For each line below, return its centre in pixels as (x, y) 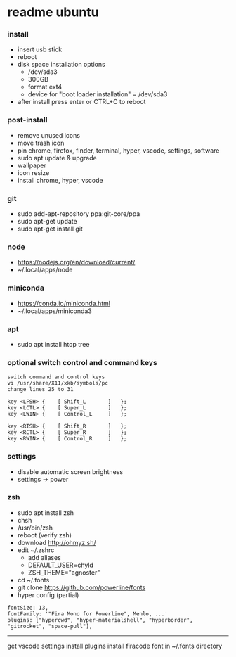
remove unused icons (49, 135)
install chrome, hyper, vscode (60, 180)
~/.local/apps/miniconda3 (55, 311)
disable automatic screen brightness (70, 471)
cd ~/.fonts (33, 580)
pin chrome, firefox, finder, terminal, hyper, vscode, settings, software (118, 150)
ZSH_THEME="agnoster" (64, 572)
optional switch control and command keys (83, 362)
